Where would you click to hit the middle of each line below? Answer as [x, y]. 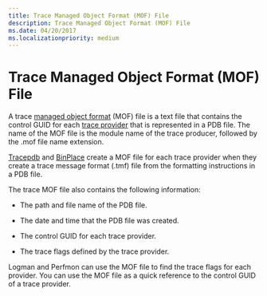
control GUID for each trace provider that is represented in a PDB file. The [130, 125]
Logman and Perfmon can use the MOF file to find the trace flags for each [130, 267]
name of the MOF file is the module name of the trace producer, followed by [133, 133]
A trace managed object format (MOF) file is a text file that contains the [125, 116]
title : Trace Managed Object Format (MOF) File [89, 16]
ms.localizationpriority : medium [64, 38]
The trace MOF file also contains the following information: [104, 190]
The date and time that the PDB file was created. [99, 221]
